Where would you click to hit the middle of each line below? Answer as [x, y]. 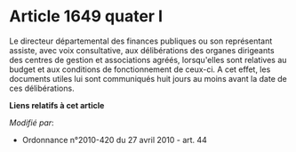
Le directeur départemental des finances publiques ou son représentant [141, 41]
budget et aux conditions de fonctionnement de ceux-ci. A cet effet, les [140, 69]
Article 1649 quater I [86, 16]
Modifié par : [32, 123]
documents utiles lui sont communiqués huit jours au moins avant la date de [148, 78]
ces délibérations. [42, 88]
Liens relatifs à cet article [57, 105]
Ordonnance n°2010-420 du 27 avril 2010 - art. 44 [114, 140]
